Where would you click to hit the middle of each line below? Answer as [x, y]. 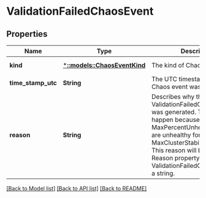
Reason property [176, 158]
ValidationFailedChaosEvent [80, 11]
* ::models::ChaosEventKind [104, 65]
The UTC [164, 79]
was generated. [174, 112]
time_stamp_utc [33, 83]
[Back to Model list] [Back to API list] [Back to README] [77, 188]
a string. [163, 173]
